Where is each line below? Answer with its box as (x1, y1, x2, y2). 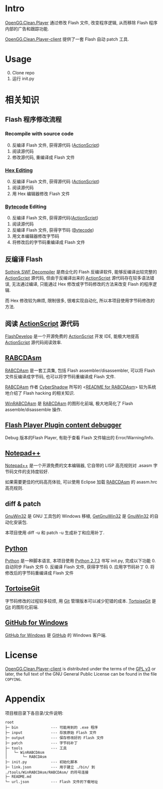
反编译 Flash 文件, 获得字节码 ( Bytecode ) (12, 227, 94, 233)
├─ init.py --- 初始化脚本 (5, 759, 78, 765)
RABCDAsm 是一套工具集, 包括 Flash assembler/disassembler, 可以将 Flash (5, 367, 156, 373)
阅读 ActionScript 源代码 (5, 320, 79, 328)
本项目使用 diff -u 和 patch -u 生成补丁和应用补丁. (5, 530, 105, 535)
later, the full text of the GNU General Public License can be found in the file (5, 671, 157, 677)
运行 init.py (12, 75, 35, 81)
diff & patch (5, 499, 41, 508)
